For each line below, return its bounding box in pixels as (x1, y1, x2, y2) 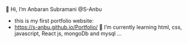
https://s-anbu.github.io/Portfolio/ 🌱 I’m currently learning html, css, (14, 24, 183, 30)
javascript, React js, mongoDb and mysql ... (14, 30, 122, 37)
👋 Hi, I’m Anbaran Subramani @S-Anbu (5, 6, 102, 13)
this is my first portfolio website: (14, 17, 94, 24)
